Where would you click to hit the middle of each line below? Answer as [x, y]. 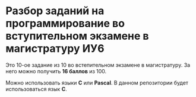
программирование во [65, 23]
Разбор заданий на [55, 11]
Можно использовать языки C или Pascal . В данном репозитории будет [97, 83]
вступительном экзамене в [77, 36]
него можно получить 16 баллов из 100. [56, 71]
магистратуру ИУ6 [55, 49]
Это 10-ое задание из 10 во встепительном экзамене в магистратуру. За [98, 65]
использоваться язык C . [37, 89]
